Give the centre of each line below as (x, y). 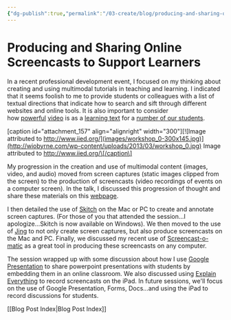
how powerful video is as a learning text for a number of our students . (106, 118)
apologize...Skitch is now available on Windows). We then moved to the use (114, 224)
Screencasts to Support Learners (104, 62)
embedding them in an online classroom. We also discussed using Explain (112, 273)
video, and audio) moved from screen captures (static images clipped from (113, 173)
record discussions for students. (53, 295)
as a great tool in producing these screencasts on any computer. (116, 246)
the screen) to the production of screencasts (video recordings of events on (114, 181)
